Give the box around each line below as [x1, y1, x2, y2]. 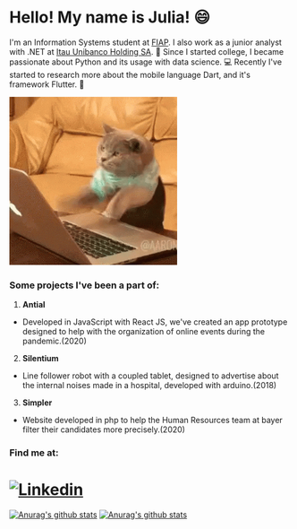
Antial [21, 299, 46, 310]
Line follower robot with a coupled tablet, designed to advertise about [21, 370, 279, 381]
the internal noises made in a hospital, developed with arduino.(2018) [21, 380, 277, 391]
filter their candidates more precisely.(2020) [21, 424, 186, 435]
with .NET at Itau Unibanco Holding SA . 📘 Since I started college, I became [9, 46, 284, 56]
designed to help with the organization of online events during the [21, 326, 266, 337]
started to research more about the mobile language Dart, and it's [9, 69, 250, 80]
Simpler [21, 397, 53, 408]
